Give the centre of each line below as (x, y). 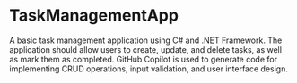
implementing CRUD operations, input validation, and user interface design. (149, 69)
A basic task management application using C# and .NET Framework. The (146, 40)
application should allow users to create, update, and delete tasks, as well (146, 49)
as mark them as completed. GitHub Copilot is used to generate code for (144, 59)
